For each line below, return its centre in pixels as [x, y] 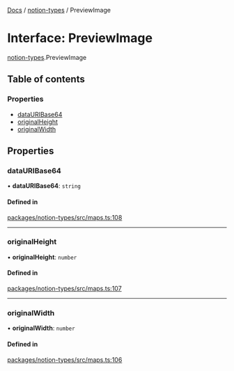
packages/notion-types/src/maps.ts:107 [64, 289]
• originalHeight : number [42, 257]
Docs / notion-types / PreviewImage [59, 10]
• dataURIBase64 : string [44, 186]
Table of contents [46, 79]
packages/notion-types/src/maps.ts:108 [65, 217]
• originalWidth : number [41, 328]
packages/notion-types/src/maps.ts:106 [65, 360]
